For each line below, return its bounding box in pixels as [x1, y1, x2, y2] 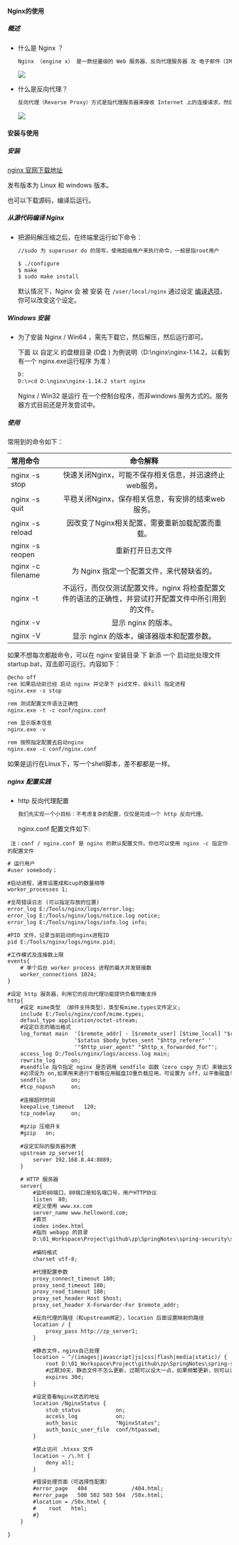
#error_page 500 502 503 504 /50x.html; [33, 1492, 164, 1499]
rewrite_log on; [20, 1057, 81, 1064]
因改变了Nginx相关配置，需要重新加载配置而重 [66, 518, 222, 528]
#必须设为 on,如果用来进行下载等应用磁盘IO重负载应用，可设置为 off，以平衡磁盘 [20, 1070, 230, 1078]
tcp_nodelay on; [20, 1110, 81, 1117]
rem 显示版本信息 [7, 720, 52, 727]
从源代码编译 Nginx [7, 214, 65, 222]
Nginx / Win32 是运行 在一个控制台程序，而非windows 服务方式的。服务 [17, 392, 229, 401]
